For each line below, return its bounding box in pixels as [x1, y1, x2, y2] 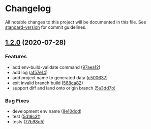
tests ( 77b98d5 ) [12, 118, 45, 125]
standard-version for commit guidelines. [5, 24, 87, 30]
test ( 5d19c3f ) [12, 113, 41, 119]
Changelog [5, 3, 51, 14]
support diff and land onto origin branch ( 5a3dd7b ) [12, 85, 116, 91]
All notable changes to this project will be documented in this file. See [5, 19, 147, 25]
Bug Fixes [5, 97, 30, 104]
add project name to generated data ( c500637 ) [12, 74, 108, 81]
